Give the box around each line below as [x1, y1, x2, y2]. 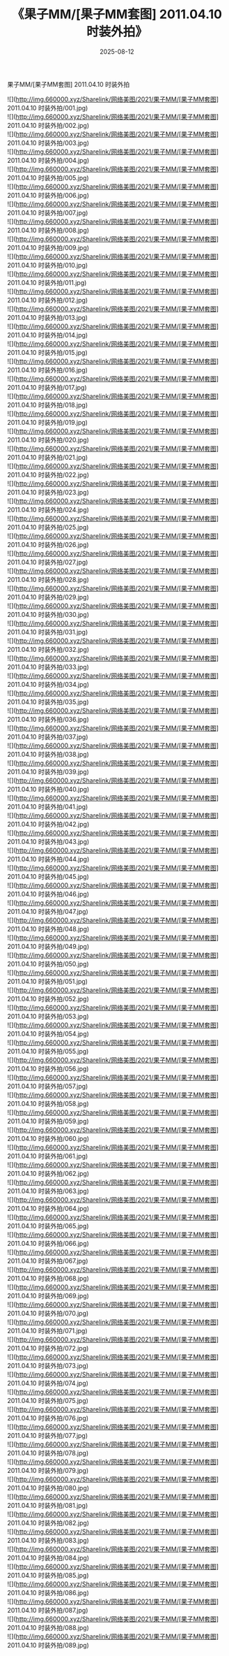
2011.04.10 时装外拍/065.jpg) [7, 1221, 89, 1230]
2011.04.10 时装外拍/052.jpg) [7, 994, 89, 1003]
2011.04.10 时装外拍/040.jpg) [7, 785, 90, 793]
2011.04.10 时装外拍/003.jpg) [7, 138, 89, 147]
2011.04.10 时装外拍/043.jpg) [7, 837, 90, 845]
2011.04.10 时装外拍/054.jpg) [7, 1029, 89, 1038]
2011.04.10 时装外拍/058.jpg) [7, 1099, 89, 1107]
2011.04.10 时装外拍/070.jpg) [7, 1309, 89, 1317]
